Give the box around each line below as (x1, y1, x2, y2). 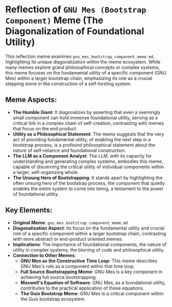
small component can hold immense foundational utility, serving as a (12, 114, 158, 121)
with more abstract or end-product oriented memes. (12, 236, 123, 242)
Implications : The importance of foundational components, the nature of (12, 241, 167, 247)
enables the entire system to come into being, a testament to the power (12, 185, 164, 191)
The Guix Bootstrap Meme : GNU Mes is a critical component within (20, 290, 164, 296)
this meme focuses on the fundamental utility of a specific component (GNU (5, 69, 167, 75)
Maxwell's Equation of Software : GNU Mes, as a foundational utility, (20, 279, 166, 285)
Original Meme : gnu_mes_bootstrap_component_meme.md (12, 219, 128, 225)
